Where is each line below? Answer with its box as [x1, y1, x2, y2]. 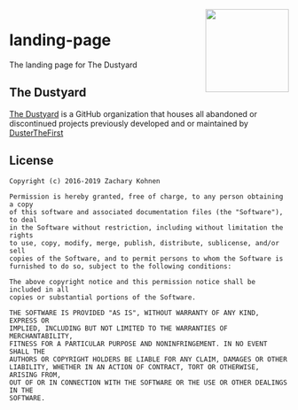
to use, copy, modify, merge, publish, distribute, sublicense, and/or [9, 238, 279, 247]
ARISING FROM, [9, 370, 62, 379]
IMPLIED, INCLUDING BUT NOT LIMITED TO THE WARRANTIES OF [9, 323, 228, 333]
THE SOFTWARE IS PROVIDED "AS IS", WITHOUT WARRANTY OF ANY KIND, [9, 308, 260, 317]
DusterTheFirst [9, 128, 64, 138]
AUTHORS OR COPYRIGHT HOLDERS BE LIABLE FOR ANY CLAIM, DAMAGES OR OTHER [9, 354, 288, 364]
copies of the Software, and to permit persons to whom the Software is [9, 254, 284, 263]
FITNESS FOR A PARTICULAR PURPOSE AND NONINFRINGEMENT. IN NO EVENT [9, 339, 268, 348]
